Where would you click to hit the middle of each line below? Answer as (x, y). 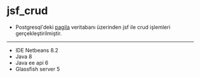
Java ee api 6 (32, 62)
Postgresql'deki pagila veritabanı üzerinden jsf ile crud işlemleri (93, 27)
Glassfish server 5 (37, 69)
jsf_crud (27, 11)
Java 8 (23, 56)
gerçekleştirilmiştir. (38, 33)
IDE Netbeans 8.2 (37, 50)
